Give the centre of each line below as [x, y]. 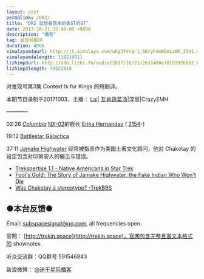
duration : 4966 [25, 46]
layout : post [23, 12]
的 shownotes [23, 244]
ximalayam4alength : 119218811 [45, 57]
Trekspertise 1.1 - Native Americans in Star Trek [74, 168]
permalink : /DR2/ [28, 18]
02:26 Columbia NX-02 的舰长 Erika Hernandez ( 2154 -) [76, 124]
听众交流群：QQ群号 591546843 [47, 257]
